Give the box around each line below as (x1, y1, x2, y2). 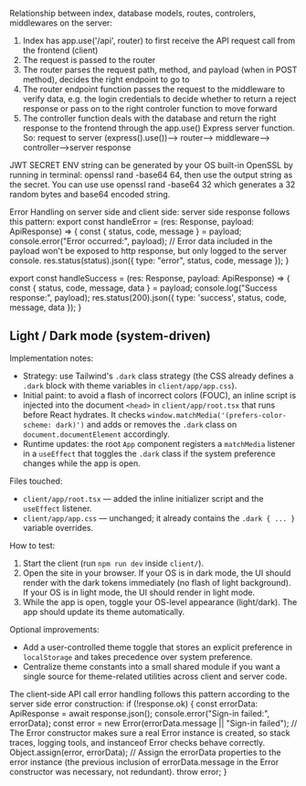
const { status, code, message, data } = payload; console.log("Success (9, 282, 278, 293)
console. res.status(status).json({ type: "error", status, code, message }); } (9, 255, 290, 266)
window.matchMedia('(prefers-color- (147, 410, 287, 420)
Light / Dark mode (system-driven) (9, 328, 212, 344)
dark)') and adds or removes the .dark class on (56, 419, 237, 430)
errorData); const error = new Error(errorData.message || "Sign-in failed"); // (9, 717, 298, 728)
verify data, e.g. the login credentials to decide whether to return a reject (22, 93, 297, 104)
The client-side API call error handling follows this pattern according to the (9, 688, 290, 699)
